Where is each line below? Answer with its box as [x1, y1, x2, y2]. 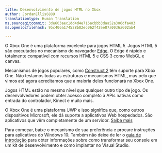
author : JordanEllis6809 [5, 12, 55, 17]
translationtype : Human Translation [5, 16, 79, 21]
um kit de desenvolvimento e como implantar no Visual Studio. [5, 142, 130, 148]
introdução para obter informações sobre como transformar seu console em [5, 137, 158, 143]
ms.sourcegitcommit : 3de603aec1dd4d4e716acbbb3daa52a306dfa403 [5, 20, 136, 26]
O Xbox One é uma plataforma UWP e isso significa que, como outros [5, 107, 145, 113]
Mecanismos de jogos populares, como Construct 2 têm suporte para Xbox [5, 68, 156, 73]
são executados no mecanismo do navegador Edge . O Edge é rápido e [5, 48, 146, 54]
